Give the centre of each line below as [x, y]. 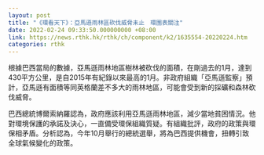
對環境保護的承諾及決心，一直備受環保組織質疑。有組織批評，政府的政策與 [128, 124]
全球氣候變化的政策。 [42, 143]
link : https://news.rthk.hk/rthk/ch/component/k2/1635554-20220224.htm [128, 37]
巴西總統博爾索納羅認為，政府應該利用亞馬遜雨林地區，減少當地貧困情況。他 [132, 114]
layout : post [29, 15]
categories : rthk [37, 45]
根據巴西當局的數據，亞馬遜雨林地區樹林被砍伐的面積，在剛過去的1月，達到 [130, 68]
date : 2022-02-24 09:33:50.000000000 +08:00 [82, 30]
